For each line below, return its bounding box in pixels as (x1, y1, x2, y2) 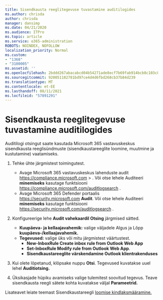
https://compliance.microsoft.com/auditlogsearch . (19, 186, 121, 191)
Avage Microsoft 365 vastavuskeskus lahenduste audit (19, 170, 129, 176)
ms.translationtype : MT (5, 79, 53, 84)
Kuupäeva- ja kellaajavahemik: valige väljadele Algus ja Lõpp (19, 225, 144, 231)
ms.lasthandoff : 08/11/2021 (5, 89, 62, 94)
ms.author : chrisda (5, 12, 45, 17)
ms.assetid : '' (5, 66, 36, 71)
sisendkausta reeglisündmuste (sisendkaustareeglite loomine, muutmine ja (5, 146, 154, 151)
